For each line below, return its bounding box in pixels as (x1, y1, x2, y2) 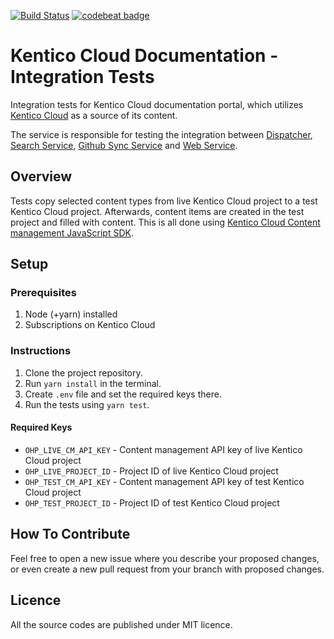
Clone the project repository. (24, 366, 143, 379)
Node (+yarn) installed (24, 308, 118, 320)
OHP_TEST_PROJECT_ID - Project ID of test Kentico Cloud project (24, 496, 280, 509)
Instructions (10, 344, 72, 358)
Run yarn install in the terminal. (24, 377, 162, 389)
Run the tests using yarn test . (24, 398, 150, 410)
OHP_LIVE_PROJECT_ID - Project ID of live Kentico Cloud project (24, 465, 279, 477)
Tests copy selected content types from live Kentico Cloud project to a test (10, 195, 318, 207)
